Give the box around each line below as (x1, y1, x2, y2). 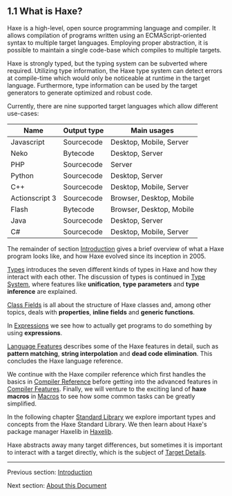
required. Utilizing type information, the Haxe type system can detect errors (7, 66, 223, 75)
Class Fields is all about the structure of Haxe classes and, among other (7, 300, 212, 309)
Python (10, 170, 35, 180)
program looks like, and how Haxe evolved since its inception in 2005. (7, 252, 206, 260)
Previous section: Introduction (7, 468, 93, 476)
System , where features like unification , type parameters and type (7, 279, 200, 288)
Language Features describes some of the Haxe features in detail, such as (7, 341, 219, 350)
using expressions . (7, 328, 63, 337)
